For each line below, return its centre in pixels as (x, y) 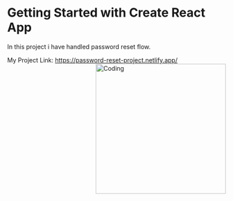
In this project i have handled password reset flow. (79, 46)
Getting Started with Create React (106, 13)
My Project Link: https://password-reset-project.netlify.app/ (93, 60)
